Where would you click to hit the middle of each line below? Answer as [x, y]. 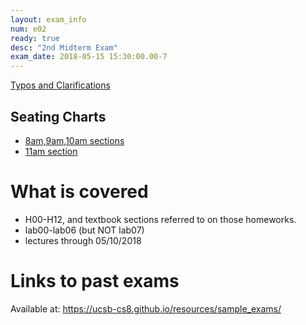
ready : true [35, 38]
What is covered [79, 192]
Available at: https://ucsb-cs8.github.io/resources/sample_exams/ [146, 308]
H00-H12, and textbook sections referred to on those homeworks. [160, 219]
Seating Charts [58, 116]
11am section [51, 151]
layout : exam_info [48, 19]
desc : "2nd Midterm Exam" [64, 47]
